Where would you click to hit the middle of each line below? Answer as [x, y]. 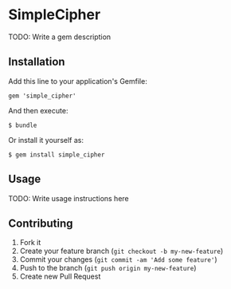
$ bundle [23, 125]
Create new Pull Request [60, 276]
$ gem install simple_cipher [57, 154]
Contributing [41, 223]
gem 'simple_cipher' [43, 96]
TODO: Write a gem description [60, 37]
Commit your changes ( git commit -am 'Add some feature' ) [118, 259]
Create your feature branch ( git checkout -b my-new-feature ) [121, 251]
